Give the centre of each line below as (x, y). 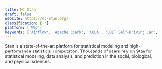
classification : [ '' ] (27, 23)
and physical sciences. (28, 61)
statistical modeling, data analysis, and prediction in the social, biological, (79, 56)
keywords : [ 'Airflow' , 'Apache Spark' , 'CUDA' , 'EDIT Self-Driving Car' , (81, 32)
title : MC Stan (20, 9)
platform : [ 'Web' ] (24, 28)
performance (18, 51)
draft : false (18, 14)
